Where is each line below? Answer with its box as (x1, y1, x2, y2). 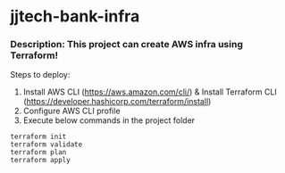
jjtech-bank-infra (10, 6, 140, 27)
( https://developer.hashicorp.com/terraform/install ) (22, 96, 212, 107)
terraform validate (10, 140, 83, 149)
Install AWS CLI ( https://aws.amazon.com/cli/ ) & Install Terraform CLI (22, 86, 278, 97)
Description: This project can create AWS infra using (10, 38, 244, 51)
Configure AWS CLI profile (22, 105, 121, 117)
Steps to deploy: (10, 70, 71, 80)
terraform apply (10, 156, 71, 165)
